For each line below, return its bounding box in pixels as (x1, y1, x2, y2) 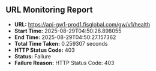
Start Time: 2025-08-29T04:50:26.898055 (14, 27, 122, 34)
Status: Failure (14, 52, 52, 60)
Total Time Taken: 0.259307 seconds (14, 40, 108, 47)
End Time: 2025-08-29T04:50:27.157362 (14, 33, 116, 41)
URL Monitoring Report (5, 5, 94, 15)
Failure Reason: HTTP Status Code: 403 (14, 59, 115, 66)
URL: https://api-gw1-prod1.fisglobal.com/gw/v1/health (14, 20, 151, 28)
